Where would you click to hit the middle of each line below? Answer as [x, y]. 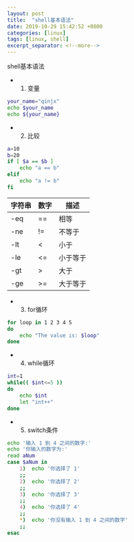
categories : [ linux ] [37, 33]
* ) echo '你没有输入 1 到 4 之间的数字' [74, 520]
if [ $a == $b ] [30, 162]
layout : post [26, 13]
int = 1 [15, 376]
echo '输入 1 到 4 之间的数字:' [49, 443]
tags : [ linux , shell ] [38, 39]
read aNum [21, 456]
